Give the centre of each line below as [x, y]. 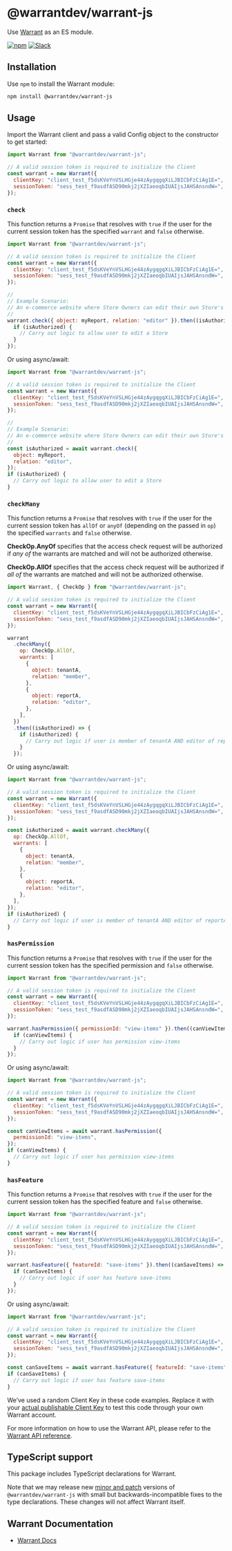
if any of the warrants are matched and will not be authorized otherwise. [110, 554]
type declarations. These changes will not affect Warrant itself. [96, 1502]
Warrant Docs [37, 1541]
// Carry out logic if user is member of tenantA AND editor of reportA [120, 920]
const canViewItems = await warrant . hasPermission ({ [85, 1131]
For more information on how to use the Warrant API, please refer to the [109, 1428]
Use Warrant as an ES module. [50, 32]
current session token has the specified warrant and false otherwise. [106, 231]
